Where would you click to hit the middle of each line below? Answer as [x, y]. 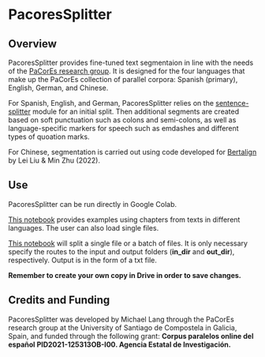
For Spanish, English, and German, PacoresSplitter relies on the [111, 103]
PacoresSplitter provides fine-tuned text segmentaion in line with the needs [131, 62]
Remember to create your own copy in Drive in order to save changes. [125, 275]
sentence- [232, 103]
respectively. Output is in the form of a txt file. [83, 260]
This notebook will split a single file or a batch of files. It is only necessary [128, 243]
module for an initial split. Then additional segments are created [136, 111]
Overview [33, 44]
